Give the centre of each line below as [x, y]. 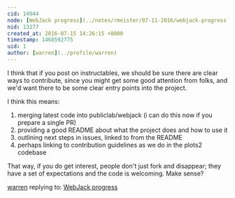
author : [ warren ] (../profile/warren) [62, 53]
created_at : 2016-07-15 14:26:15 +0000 [65, 33]
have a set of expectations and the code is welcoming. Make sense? [106, 173]
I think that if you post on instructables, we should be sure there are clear [113, 73]
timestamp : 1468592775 [40, 40]
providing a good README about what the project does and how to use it [122, 130]
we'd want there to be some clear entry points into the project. [97, 88]
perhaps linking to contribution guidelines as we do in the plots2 [110, 145]
